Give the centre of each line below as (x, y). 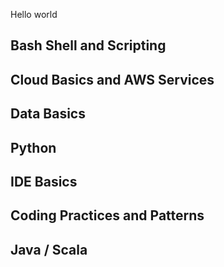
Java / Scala (49, 249)
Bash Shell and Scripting (88, 45)
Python (33, 147)
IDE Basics (44, 181)
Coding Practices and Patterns (107, 215)
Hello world (34, 14)
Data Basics (48, 114)
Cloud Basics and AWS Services (112, 79)
